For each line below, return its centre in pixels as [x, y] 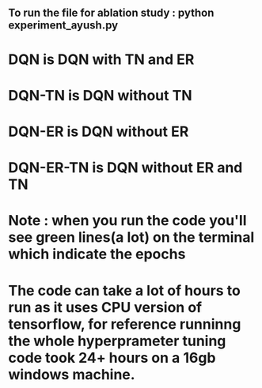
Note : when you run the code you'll [127, 221]
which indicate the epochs [97, 254]
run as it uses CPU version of [105, 307]
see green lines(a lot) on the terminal [131, 237]
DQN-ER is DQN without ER [99, 132]
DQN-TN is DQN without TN [100, 95]
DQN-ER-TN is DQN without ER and [125, 168]
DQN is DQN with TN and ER [101, 59]
